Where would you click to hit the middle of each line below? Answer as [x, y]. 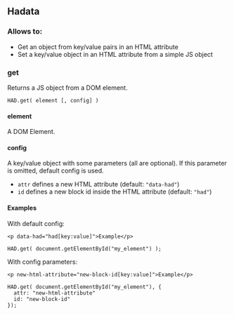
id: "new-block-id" [42, 299]
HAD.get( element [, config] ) [53, 100]
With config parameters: [43, 262]
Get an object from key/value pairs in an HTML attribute [98, 47]
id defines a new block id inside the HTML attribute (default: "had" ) [115, 192]
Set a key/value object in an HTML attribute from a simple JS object [115, 54]
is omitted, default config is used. [56, 170]
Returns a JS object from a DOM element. [67, 88]
